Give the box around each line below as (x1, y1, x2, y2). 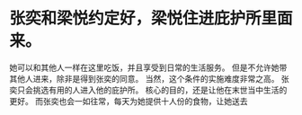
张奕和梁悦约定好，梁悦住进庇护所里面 (9, 8, 294, 29)
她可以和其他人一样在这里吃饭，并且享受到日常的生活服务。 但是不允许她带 (9, 62, 288, 73)
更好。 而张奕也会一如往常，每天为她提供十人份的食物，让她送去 (9, 95, 248, 106)
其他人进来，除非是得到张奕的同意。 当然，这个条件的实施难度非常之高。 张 (9, 73, 289, 84)
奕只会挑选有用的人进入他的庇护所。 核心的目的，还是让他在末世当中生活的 (9, 84, 288, 95)
